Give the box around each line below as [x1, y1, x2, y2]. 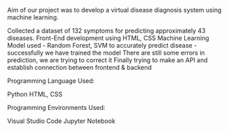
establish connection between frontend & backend [7, 64, 152, 71]
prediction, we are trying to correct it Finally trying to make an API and [7, 56, 209, 64]
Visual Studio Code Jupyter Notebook [7, 117, 116, 125]
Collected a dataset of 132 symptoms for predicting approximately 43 [7, 27, 206, 35]
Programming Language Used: [7, 77, 95, 85]
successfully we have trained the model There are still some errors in [7, 48, 205, 57]
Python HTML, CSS [7, 90, 63, 98]
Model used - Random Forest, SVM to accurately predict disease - [7, 41, 197, 49]
